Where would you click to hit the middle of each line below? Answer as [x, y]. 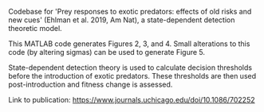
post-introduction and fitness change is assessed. [91, 84]
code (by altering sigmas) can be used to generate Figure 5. [107, 52]
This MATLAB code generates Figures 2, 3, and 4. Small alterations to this [129, 44]
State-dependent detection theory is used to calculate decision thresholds [130, 68]
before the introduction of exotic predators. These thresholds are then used [132, 76]
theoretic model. [35, 28]
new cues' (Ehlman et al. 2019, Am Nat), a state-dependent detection [122, 20]
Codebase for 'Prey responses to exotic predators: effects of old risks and [130, 12]
